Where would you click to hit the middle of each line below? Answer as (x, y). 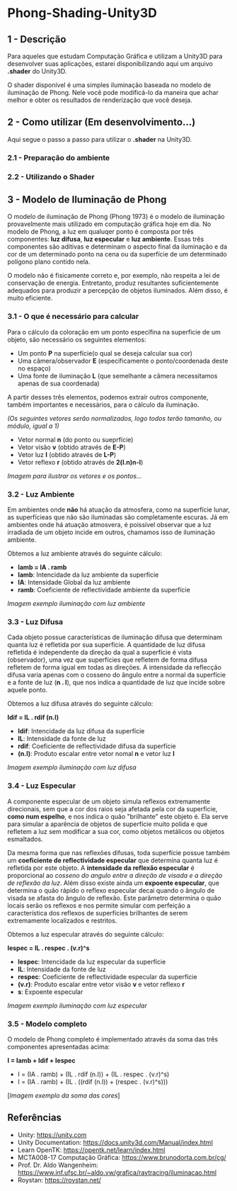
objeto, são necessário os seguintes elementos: (77, 339)
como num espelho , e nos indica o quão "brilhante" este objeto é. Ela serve (118, 816)
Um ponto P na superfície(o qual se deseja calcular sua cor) (105, 353)
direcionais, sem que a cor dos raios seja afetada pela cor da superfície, (112, 808)
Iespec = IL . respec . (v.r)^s (48, 948)
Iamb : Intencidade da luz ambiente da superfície (88, 575)
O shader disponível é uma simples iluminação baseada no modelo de (109, 85)
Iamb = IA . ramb (42, 568)
